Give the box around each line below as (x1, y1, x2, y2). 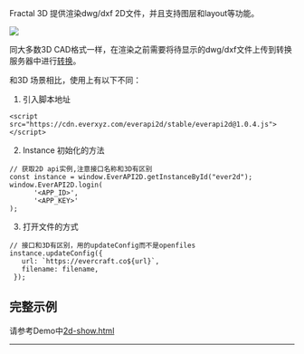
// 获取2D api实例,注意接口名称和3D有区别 (9, 165, 153, 174)
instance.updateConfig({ (9, 249, 103, 258)
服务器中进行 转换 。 (9, 55, 81, 66)
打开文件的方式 (22, 221, 79, 232)
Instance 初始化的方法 (22, 145, 106, 156)
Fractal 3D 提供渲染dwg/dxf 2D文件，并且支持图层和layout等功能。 (9, 8, 260, 18)
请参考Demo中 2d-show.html (9, 325, 115, 336)
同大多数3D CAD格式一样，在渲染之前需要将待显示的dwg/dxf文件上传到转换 (9, 44, 292, 54)
